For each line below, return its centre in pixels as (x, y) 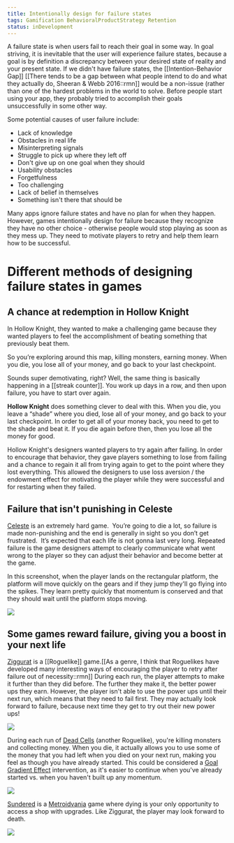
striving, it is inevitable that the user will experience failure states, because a (117, 54)
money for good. (31, 436)
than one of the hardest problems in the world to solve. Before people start (115, 91)
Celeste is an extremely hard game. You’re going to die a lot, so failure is (112, 526)
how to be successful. (39, 243)
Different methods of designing (100, 272)
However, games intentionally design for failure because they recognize (110, 221)
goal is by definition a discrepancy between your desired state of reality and (117, 62)
